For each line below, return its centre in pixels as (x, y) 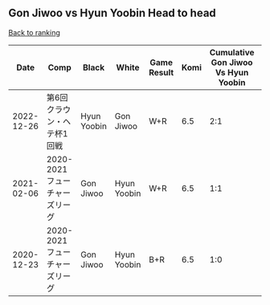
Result (161, 72)
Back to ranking (34, 32)
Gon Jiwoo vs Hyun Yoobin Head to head (112, 13)
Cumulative (232, 52)
